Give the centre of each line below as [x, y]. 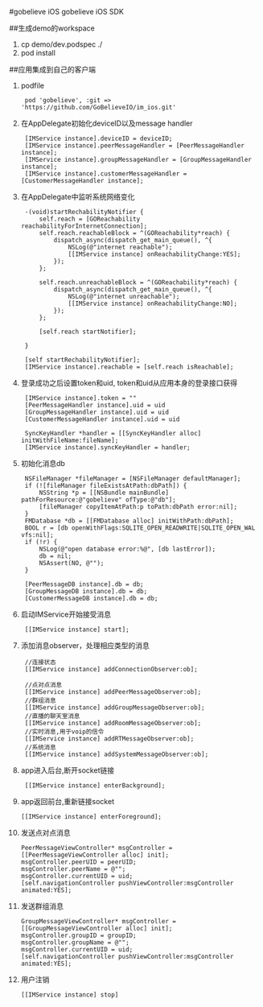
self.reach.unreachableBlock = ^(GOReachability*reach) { [138, 283]
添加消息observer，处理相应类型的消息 [85, 646]
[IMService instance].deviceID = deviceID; [99, 138]
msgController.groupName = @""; [75, 943]
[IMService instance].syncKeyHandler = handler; [108, 448]
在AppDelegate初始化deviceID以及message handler [107, 123]
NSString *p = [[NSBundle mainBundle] [104, 493]
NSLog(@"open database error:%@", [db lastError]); [127, 549]
